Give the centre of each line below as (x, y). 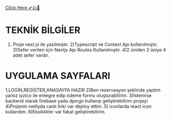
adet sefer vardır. (31, 55)
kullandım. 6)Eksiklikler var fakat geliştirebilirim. (56, 111)
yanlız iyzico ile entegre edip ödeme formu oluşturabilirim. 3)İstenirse (79, 95)
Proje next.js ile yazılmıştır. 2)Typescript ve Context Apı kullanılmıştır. (85, 44)
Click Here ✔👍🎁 (23, 8)
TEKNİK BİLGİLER (43, 30)
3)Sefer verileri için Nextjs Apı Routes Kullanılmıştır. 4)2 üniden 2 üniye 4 (89, 50)
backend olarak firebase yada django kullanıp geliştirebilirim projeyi (77, 101)
